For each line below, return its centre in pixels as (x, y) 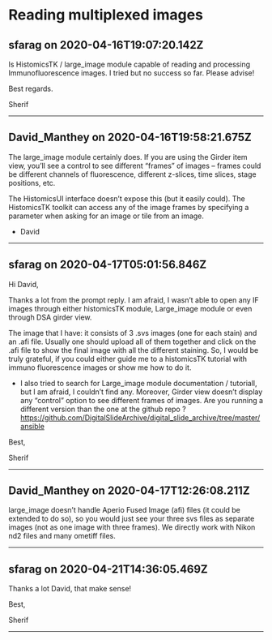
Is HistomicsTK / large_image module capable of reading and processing (130, 64)
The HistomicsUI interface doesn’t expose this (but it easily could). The (127, 198)
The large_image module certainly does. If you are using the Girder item (128, 157)
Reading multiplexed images (106, 15)
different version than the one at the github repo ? (103, 409)
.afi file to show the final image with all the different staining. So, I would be (134, 350)
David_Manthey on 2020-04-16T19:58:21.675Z (130, 137)
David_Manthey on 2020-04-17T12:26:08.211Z (129, 491)
